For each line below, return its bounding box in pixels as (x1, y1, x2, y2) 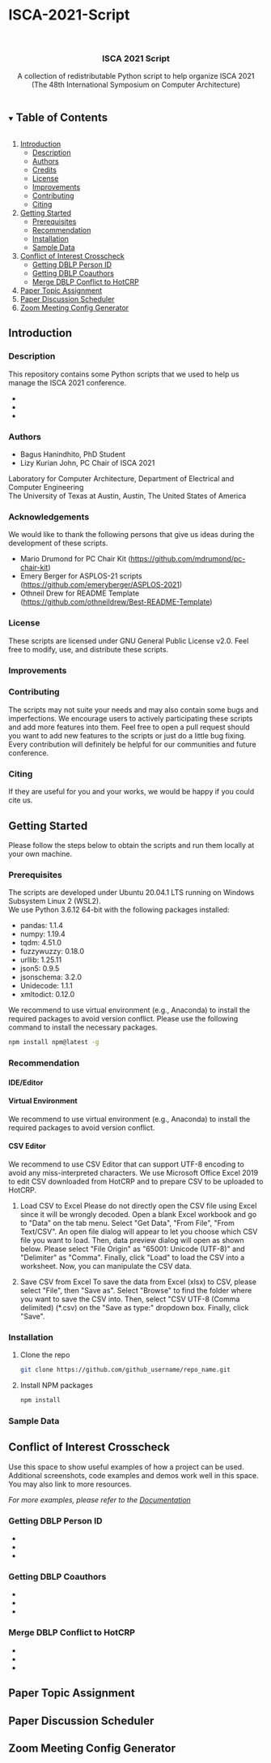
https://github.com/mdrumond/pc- (130, 554, 246, 564)
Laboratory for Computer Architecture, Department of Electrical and (8, 474, 235, 484)
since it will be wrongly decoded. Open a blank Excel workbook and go (19, 1210, 257, 1219)
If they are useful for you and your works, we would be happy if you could (8, 787, 255, 797)
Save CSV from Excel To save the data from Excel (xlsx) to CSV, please (19, 1277, 257, 1287)
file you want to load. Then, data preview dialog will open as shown (19, 1236, 244, 1245)
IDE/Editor (8, 1077, 44, 1087)
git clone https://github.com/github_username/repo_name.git (19, 1365, 231, 1374)
